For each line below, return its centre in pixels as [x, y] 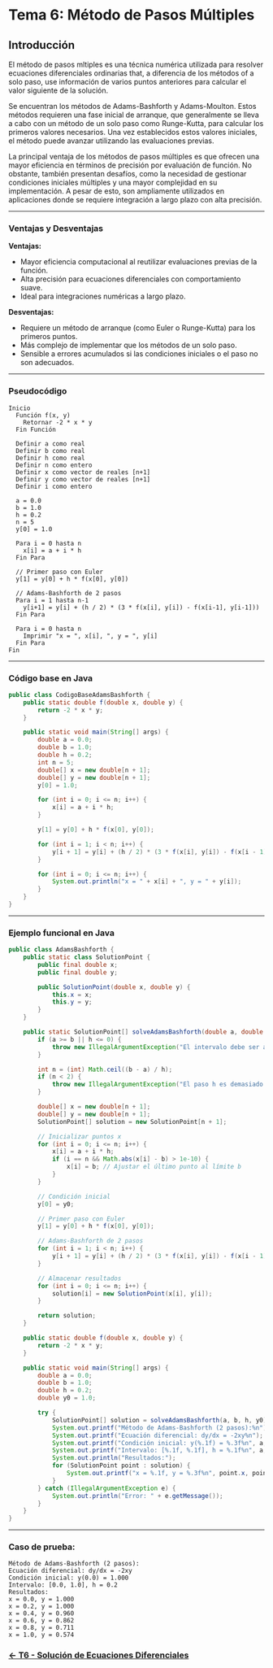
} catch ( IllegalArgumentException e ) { [107, 1488]
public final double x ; [78, 965]
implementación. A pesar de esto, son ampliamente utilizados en [117, 191]
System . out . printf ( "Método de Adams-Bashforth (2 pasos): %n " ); [161, 1428]
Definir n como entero [54, 465]
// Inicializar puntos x [80, 1136]
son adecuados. [47, 363]
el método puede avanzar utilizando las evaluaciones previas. [111, 141]
